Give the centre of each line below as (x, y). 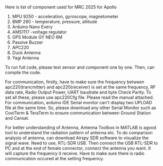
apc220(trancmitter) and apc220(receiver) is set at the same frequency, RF (81, 87)
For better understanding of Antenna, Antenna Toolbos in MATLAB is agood (81, 128)
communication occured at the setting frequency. (54, 158)
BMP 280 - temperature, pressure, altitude (54, 22)
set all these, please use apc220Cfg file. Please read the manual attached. (80, 97)
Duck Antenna (26, 53)
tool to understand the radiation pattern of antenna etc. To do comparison (79, 133)
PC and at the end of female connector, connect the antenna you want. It (78, 148)
